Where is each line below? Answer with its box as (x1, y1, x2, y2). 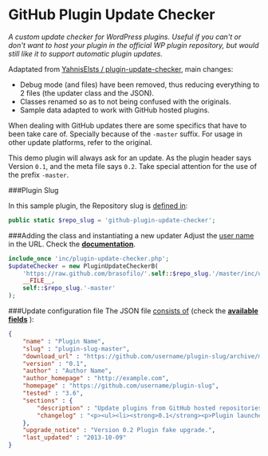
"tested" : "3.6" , (22, 389, 84, 398)
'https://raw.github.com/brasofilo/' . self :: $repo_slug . (22, 269, 213, 277)
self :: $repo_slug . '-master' (22, 285, 116, 293)
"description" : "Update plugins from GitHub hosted (37, 404, 216, 412)
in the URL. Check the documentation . (8, 239, 136, 249)
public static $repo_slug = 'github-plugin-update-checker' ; (8, 216, 216, 224)
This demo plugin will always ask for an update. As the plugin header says (8, 153, 252, 163)
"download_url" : (22, 352, 81, 360)
